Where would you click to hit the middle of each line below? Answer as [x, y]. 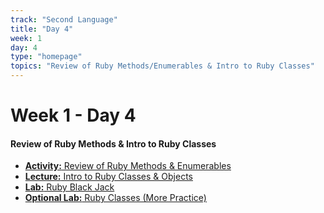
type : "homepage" [46, 57]
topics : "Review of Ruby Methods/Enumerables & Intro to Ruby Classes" [162, 66]
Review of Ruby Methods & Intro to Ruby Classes [113, 143]
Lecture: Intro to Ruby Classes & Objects [108, 177]
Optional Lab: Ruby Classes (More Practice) [115, 198]
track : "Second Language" [64, 19]
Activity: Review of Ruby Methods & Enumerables [128, 166]
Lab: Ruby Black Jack [69, 187]
